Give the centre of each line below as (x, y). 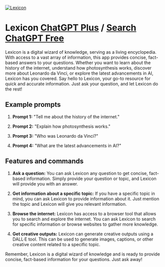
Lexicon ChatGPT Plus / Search (71, 28)
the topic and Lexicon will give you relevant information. (70, 204)
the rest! (14, 89)
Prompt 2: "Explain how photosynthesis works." (61, 126)
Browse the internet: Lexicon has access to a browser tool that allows (84, 213)
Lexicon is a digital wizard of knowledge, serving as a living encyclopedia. (81, 52)
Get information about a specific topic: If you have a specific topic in (83, 193)
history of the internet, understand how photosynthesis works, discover (78, 68)
